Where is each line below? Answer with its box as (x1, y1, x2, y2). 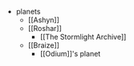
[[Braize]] (27, 41, 60, 50)
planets (15, 7, 41, 16)
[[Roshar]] (27, 24, 63, 33)
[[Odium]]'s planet (39, 49, 101, 58)
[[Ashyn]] (27, 15, 60, 25)
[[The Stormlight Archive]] (39, 32, 127, 41)
